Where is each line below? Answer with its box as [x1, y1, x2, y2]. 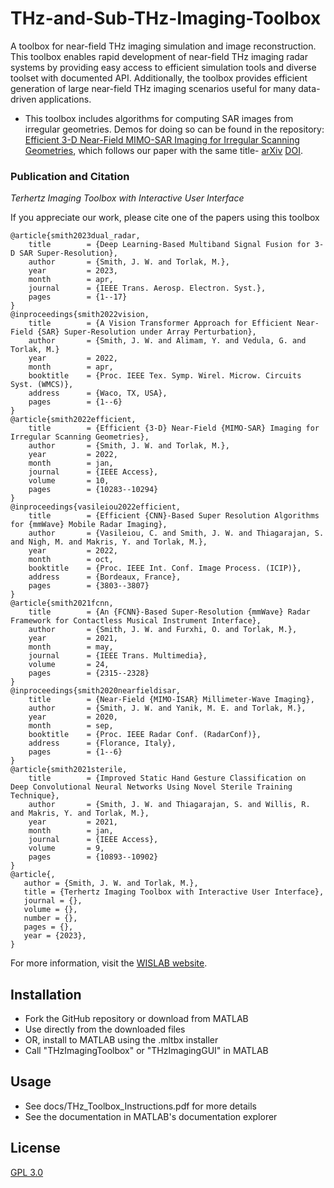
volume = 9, [28, 843, 105, 854]
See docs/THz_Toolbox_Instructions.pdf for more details [24, 1100, 257, 1112]
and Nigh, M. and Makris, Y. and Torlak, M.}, [10, 537, 208, 547]
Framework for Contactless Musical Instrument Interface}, [10, 616, 262, 626]
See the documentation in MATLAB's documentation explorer [24, 1110, 278, 1122]
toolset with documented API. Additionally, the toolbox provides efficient [10, 72, 308, 84]
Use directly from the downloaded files [24, 1023, 186, 1036]
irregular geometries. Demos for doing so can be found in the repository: [24, 123, 325, 135]
